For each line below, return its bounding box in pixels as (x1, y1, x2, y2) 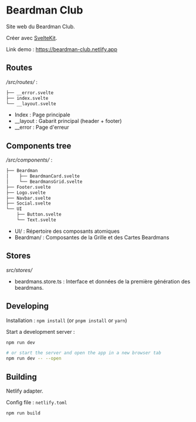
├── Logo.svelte (6, 189, 46, 196)
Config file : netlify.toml (6, 399, 67, 406)
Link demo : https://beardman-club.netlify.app (6, 45, 117, 53)
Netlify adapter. (6, 387, 43, 394)
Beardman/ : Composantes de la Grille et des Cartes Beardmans (14, 233, 170, 241)
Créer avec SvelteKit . (6, 34, 58, 41)
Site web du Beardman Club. (6, 23, 75, 30)
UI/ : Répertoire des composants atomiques (14, 227, 120, 235)
